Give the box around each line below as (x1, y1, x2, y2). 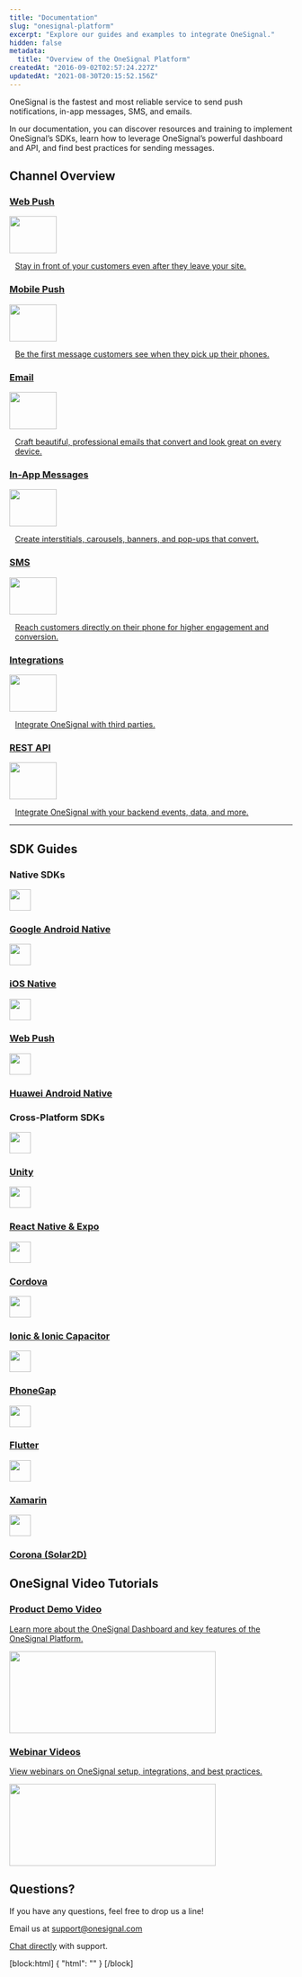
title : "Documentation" (9, 13, 99, 22)
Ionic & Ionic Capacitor (9, 1330, 111, 1342)
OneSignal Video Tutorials (9, 1576, 159, 1591)
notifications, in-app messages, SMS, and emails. (9, 105, 193, 117)
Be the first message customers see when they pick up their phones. (14, 348, 270, 360)
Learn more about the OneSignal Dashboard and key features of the (9, 1624, 261, 1634)
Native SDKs (9, 868, 66, 881)
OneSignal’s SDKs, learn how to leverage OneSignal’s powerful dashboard (9, 132, 283, 144)
